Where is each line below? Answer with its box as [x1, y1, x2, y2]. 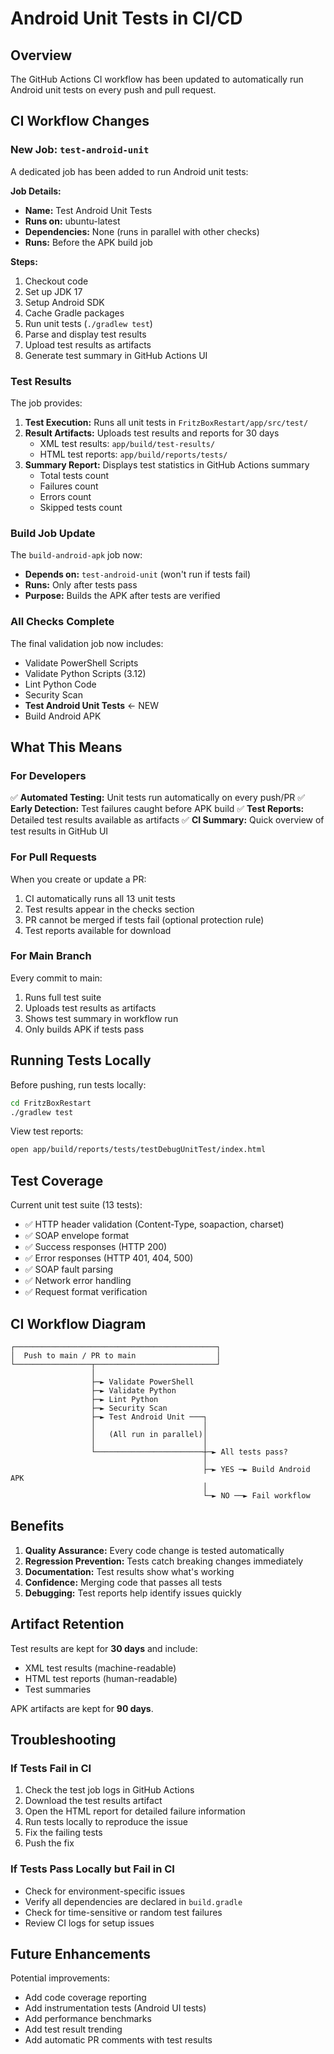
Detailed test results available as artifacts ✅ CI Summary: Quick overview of [10, 814, 325, 826]
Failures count [39, 480, 99, 492]
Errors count [39, 490, 92, 502]
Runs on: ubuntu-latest [24, 215, 121, 227]
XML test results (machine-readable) [24, 1662, 177, 1674]
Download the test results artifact [24, 1795, 163, 1807]
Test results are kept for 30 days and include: [10, 1642, 198, 1654]
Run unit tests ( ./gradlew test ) [24, 317, 153, 329]
